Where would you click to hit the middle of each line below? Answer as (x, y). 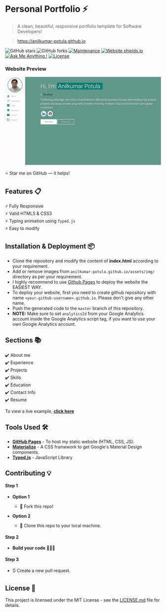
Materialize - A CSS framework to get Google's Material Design (77, 447)
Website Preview (26, 68)
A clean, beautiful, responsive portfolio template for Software (79, 26)
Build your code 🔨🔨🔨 (34, 548)
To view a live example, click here (40, 411)
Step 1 (12, 486)
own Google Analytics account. (44, 324)
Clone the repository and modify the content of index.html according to (85, 261)
